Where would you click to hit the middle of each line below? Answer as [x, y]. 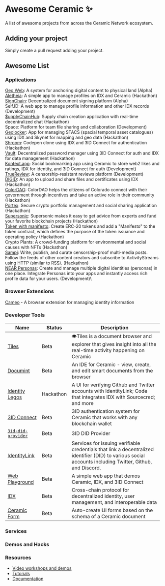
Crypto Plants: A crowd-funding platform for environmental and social [76, 242]
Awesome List [27, 66]
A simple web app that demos [106, 476]
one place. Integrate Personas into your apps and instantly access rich [76, 274]
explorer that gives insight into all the [114, 344]
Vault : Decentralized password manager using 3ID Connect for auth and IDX [82, 153]
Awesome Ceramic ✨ [49, 9]
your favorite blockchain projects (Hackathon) [52, 221]
